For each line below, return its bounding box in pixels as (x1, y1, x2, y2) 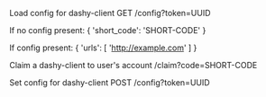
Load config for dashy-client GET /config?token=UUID (9, 8, 211, 18)
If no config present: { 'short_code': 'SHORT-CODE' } (9, 25, 206, 35)
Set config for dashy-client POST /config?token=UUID (9, 77, 210, 88)
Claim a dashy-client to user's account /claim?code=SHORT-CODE (9, 60, 258, 70)
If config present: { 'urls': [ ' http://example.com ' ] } (9, 42, 197, 53)
